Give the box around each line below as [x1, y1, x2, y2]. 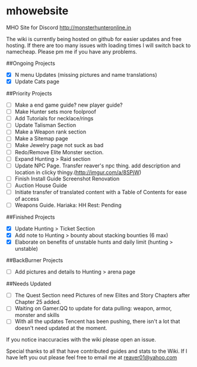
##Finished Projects [6, 213, 55, 220]
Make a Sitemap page [14, 135, 68, 142]
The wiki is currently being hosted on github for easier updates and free [6, 35, 182, 42]
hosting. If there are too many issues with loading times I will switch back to [6, 42, 191, 49]
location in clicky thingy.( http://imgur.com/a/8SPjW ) [14, 169, 142, 176]
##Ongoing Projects [6, 60, 55, 67]
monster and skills [14, 312, 60, 319]
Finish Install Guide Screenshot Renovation [14, 175, 120, 182]
